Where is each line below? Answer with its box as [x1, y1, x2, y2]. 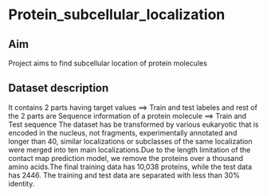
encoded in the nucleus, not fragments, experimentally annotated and [8, 127, 238, 137]
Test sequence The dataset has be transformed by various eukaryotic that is [8, 120, 259, 129]
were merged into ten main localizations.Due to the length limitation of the [8, 145, 251, 155]
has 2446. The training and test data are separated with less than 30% [8, 170, 241, 180]
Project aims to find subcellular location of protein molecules [8, 58, 207, 68]
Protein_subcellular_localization [8, 6, 226, 24]
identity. [8, 178, 35, 188]
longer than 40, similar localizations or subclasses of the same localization [8, 136, 253, 146]
